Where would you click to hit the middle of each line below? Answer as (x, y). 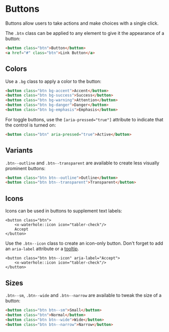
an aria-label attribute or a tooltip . (42, 249)
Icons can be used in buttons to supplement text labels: (64, 211)
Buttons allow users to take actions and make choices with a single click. (82, 23)
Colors (16, 69)
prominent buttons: (25, 168)
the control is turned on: (31, 125)
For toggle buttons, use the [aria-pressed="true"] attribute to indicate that (84, 119)
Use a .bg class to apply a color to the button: (53, 81)
